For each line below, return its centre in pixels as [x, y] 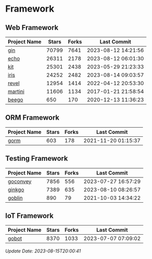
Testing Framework [37, 158]
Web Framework [32, 28]
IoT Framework [29, 216]
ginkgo [16, 190]
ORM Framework [32, 118]
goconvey [20, 181]
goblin [15, 198]
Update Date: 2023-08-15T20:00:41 [43, 251]
